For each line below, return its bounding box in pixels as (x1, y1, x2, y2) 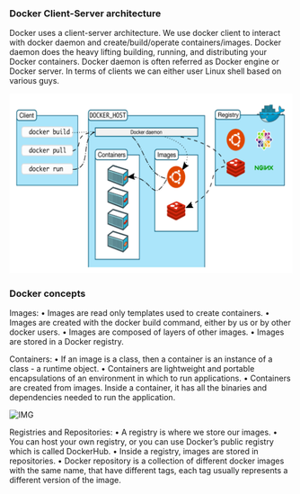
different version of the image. (9, 475, 121, 486)
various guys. (9, 76, 60, 86)
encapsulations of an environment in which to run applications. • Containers (9, 373, 291, 384)
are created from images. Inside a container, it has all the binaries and (9, 382, 268, 393)
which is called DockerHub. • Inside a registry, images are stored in (9, 446, 259, 457)
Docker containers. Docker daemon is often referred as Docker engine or (9, 57, 280, 67)
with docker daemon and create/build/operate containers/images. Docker (9, 37, 281, 48)
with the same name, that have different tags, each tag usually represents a (9, 465, 288, 476)
